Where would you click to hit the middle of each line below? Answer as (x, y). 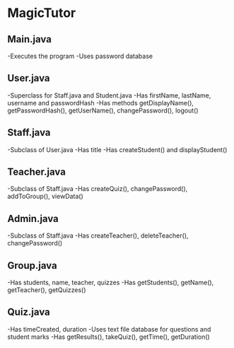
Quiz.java (29, 312)
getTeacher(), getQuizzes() (47, 290)
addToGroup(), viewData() (45, 197)
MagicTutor (42, 13)
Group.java (33, 266)
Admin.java (33, 218)
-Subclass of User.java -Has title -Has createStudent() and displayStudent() (117, 149)
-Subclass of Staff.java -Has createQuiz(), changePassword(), (98, 189)
